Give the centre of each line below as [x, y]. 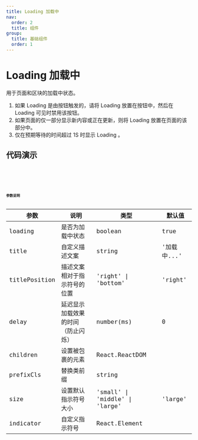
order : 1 [22, 45]
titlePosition [32, 279]
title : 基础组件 [30, 39]
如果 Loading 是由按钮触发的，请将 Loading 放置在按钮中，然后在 [94, 105]
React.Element [120, 423]
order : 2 [22, 22]
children [24, 355]
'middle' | [114, 399]
